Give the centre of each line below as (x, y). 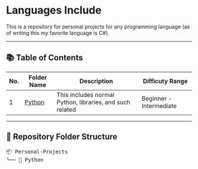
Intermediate (159, 106)
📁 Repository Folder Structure (62, 137)
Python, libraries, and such (94, 102)
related (67, 109)
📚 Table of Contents (45, 58)
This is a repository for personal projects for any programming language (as (98, 27)
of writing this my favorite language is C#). (58, 32)
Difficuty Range (165, 81)
